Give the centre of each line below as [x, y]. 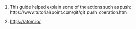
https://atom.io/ [25, 22]
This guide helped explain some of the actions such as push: [70, 7]
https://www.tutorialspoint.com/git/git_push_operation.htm [68, 12]
